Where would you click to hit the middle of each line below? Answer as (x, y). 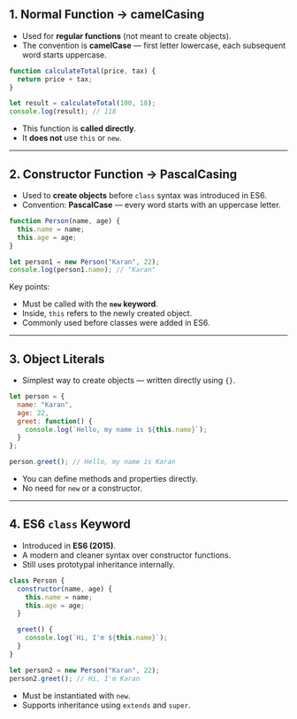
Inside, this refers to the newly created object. (107, 313)
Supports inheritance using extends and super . (107, 705)
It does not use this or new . (72, 138)
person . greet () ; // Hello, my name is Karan (92, 462)
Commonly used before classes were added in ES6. (116, 323)
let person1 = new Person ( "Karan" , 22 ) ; (85, 262)
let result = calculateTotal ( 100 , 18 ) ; (83, 104)
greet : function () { (55, 421)
